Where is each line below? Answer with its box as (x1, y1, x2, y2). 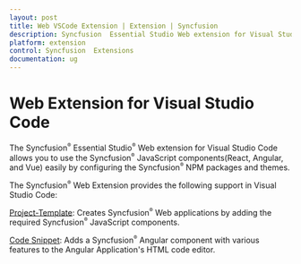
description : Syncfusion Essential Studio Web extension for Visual (9, 30, 275, 38)
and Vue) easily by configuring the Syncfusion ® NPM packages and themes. (9, 162, 290, 173)
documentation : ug (9, 55, 78, 64)
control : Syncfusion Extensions (9, 47, 134, 55)
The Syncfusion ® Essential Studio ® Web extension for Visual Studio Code (9, 141, 278, 153)
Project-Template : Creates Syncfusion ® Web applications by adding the (9, 207, 272, 217)
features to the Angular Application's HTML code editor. (9, 243, 216, 255)
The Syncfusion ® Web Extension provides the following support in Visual (9, 179, 277, 191)
